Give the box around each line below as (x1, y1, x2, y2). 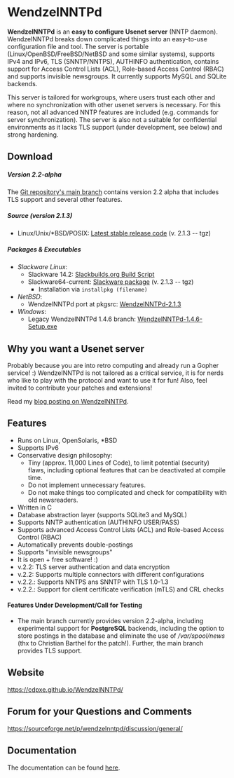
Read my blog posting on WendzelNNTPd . (7, 397, 129, 406)
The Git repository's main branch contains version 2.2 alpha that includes (7, 188, 219, 196)
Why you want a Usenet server (7, 343, 145, 355)
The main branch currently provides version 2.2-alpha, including (17, 617, 204, 625)
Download (7, 151, 53, 163)
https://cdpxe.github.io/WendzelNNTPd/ (7, 685, 124, 694)
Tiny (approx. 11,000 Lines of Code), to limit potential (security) (27, 458, 210, 467)
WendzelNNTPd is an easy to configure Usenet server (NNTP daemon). (7, 27, 219, 36)
